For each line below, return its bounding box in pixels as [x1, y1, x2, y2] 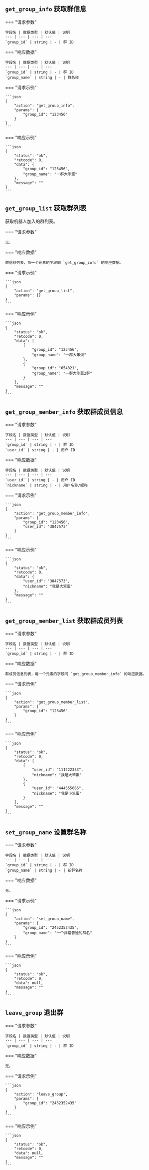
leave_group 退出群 [5, 1008, 64, 1017]
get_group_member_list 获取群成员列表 [5, 616, 123, 625]
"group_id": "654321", [31, 365, 79, 370]
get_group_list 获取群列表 [5, 204, 87, 213]
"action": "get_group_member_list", [14, 700, 91, 705]
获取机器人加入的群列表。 [5, 218, 58, 224]
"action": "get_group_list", [14, 288, 75, 293]
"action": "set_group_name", [14, 916, 75, 922]
